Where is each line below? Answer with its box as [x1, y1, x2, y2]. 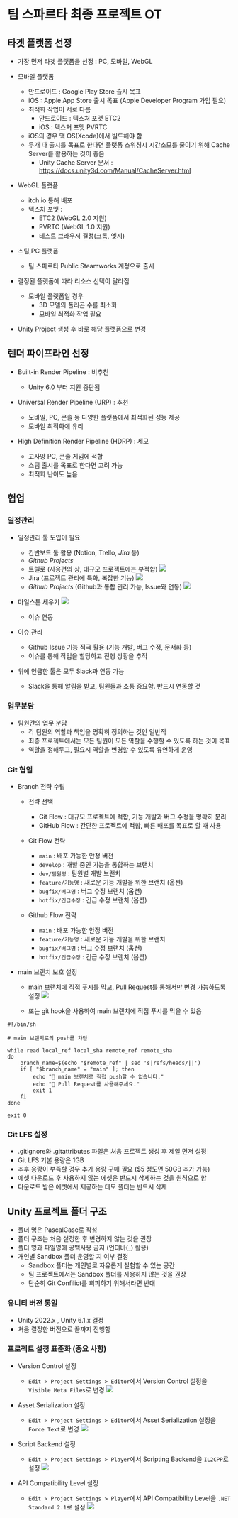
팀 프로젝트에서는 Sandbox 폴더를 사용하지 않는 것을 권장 [28, 1270, 186, 1279]
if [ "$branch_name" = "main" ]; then [20, 1066, 135, 1073]
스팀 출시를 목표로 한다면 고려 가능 [28, 461, 123, 469]
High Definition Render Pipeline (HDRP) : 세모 [17, 437, 149, 445]
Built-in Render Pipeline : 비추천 [17, 367, 109, 376]
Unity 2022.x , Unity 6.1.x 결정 [17, 1316, 104, 1324]
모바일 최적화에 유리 [28, 422, 84, 430]
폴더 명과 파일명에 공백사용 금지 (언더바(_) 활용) [17, 1243, 149, 1252]
